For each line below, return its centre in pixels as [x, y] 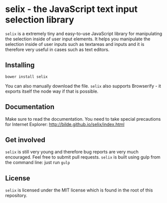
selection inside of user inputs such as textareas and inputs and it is [75, 44]
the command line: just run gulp [38, 163]
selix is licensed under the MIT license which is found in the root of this [79, 190]
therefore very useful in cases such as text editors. [57, 49]
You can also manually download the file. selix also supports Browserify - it [83, 86]
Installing [20, 65]
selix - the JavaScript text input [72, 9]
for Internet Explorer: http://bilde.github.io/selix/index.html [65, 124]
